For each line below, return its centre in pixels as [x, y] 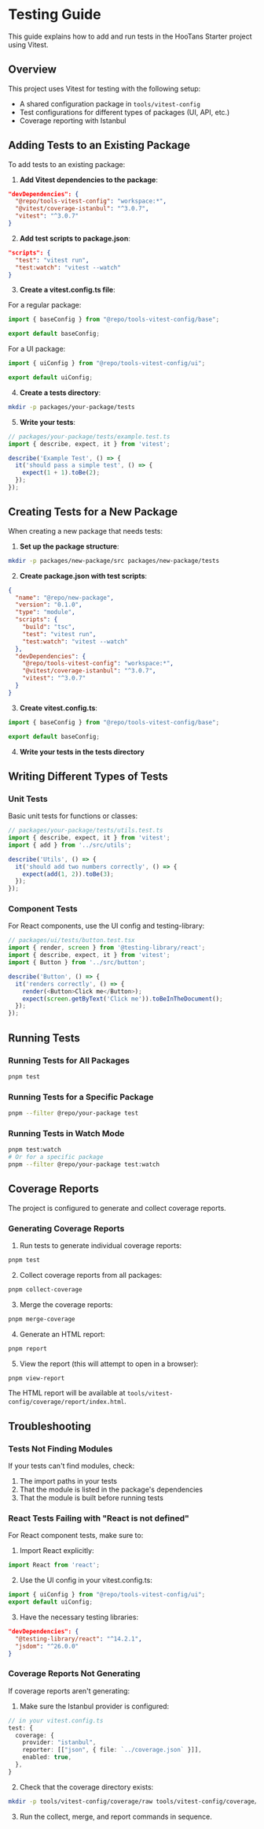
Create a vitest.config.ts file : [67, 290]
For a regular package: [45, 305]
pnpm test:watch [35, 1150]
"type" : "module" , [46, 613]
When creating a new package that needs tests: [86, 531]
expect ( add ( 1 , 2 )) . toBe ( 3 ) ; [68, 874]
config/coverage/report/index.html [66, 1402]
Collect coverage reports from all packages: [91, 1275]
